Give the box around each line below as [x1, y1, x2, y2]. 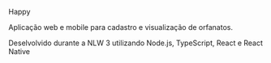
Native [8, 47, 31, 56]
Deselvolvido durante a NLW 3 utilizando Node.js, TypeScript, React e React [8, 38, 264, 48]
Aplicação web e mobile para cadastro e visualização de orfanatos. [8, 23, 234, 31]
